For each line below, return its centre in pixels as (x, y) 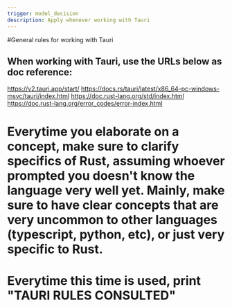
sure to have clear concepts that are (113, 205)
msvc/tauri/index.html (38, 96)
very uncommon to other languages (113, 220)
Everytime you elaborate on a (93, 131)
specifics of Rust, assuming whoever (116, 161)
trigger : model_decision (43, 13)
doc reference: (40, 72)
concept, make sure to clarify (93, 146)
